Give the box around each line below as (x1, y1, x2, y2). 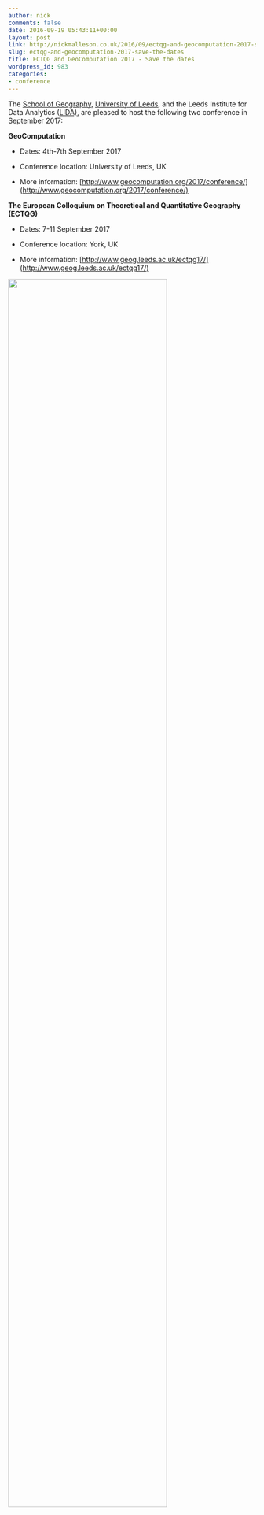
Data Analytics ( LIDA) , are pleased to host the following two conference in (8, 107, 247, 117)
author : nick (8, 11, 51, 20)
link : (8, 41, 26, 49)
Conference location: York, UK (19, 239, 119, 249)
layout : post (8, 33, 51, 42)
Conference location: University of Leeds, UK (19, 161, 167, 171)
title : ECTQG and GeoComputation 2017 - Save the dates (8, 56, 195, 64)
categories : (8, 70, 47, 78)
